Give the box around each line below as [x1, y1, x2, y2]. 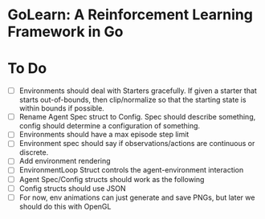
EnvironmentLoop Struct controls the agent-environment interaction [18, 165, 244, 175]
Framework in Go [7, 22, 124, 41]
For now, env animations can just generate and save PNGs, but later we [18, 193, 255, 202]
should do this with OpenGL [18, 201, 112, 211]
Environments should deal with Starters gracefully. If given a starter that [18, 86, 258, 95]
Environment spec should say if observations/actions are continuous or [18, 139, 255, 148]
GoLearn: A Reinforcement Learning [7, 6, 254, 24]
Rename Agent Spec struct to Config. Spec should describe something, [18, 112, 256, 122]
